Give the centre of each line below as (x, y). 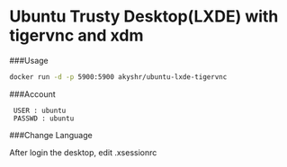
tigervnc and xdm (76, 35)
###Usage (29, 60)
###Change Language (51, 135)
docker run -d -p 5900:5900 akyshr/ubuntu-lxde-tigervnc (118, 77)
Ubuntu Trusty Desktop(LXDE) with (144, 17)
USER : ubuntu (40, 110)
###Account (32, 94)
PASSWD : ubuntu (44, 119)
